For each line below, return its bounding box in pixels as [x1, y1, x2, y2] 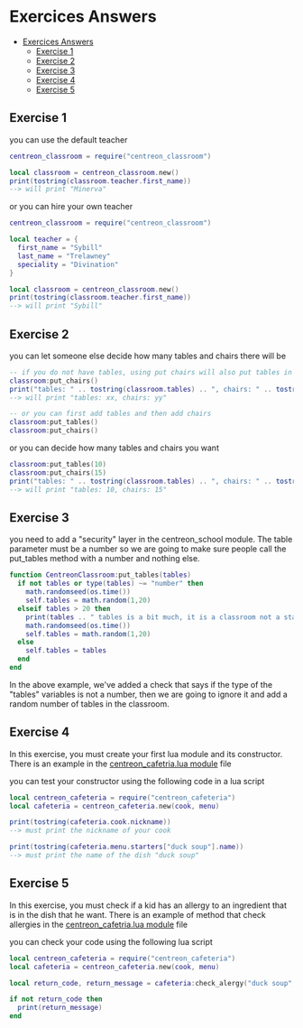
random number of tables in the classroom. [9, 698, 170, 709]
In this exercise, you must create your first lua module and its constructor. [9, 748, 283, 759]
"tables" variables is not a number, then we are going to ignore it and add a [9, 689, 289, 699]
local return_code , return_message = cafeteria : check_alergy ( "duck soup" [9, 978, 293, 987]
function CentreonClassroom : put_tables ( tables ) [9, 570, 192, 579]
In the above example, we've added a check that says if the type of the [9, 679, 273, 690]
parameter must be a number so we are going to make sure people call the [9, 543, 287, 554]
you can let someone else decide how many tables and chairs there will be [9, 350, 287, 361]
